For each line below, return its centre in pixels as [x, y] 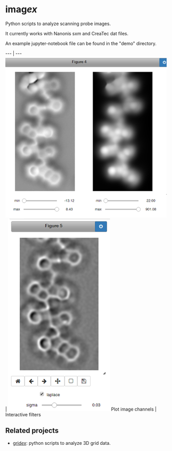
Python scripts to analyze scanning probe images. [58, 24]
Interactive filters [23, 414]
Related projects [32, 431]
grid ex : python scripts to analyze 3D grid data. [62, 443]
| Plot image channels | [81, 409]
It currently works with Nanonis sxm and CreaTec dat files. [67, 33]
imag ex [21, 9]
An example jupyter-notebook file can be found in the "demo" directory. [81, 43]
